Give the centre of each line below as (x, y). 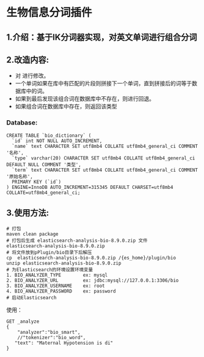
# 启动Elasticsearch (31, 297)
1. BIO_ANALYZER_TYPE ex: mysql (57, 275)
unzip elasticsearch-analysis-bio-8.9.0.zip (64, 263)
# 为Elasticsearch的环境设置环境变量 (50, 270)
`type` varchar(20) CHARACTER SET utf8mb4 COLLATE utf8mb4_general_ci (104, 158)
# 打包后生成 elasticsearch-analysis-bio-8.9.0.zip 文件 (77, 240)
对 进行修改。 (32, 76)
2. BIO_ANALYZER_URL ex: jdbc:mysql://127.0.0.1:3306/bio (93, 280)
